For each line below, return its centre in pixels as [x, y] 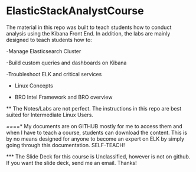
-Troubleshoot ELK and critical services [54, 74]
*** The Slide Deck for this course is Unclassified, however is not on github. [98, 156]
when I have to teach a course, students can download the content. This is [97, 132]
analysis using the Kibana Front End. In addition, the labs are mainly [88, 33]
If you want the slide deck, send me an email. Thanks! [71, 163]
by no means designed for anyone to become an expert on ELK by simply [95, 139]
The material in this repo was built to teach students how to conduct [89, 27]
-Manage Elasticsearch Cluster [44, 51]
